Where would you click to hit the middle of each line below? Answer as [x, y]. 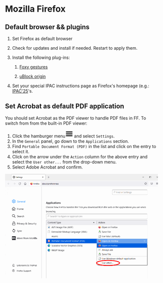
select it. [21, 151]
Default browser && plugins [47, 27]
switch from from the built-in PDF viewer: [46, 123]
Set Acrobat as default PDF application [65, 106]
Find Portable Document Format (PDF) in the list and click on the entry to [84, 146]
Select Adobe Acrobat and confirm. [48, 167]
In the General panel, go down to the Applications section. [71, 141]
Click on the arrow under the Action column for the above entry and [80, 156]
